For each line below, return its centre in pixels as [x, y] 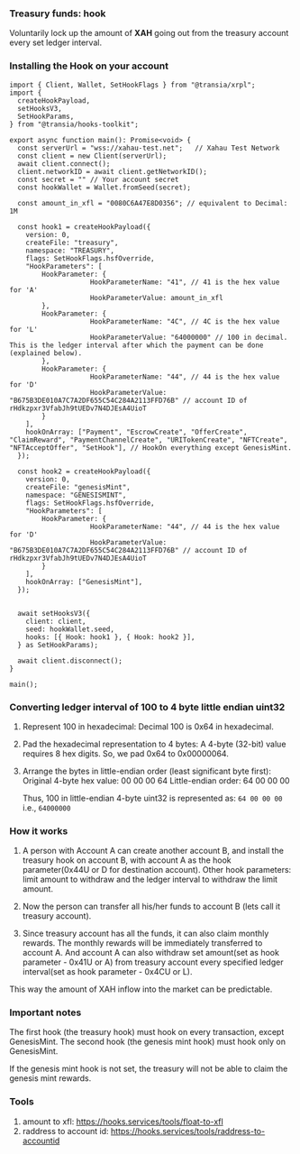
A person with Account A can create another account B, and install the [153, 851]
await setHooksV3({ [54, 613]
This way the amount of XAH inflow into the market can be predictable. [141, 989]
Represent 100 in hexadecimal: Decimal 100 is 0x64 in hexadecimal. [148, 726]
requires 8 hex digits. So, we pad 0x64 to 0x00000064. [126, 753]
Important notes [45, 1012]
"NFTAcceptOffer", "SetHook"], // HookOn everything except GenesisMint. [151, 448]
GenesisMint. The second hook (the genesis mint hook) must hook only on [148, 1042]
